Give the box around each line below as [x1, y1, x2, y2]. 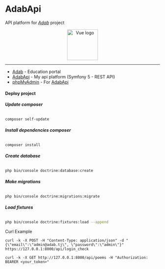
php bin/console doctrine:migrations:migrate [5, 194, 100, 199]
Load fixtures [5, 204, 33, 210]
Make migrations [5, 179, 41, 185]
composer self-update [5, 117, 50, 122]
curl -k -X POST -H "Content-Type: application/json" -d [5, 238, 124, 243]
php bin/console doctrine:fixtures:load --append [5, 220, 109, 225]
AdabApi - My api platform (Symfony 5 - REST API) [12, 73, 115, 79]
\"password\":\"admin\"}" [71, 242, 124, 247]
